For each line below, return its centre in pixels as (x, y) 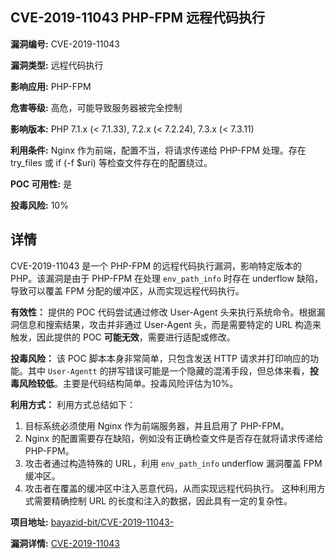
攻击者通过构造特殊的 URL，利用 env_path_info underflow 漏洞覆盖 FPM (173, 463)
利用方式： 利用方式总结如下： (73, 404)
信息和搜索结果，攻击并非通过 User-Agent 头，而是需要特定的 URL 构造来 (170, 324)
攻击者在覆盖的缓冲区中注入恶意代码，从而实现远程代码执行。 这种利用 (170, 488)
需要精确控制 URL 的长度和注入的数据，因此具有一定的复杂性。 (163, 500)
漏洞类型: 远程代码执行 (57, 65)
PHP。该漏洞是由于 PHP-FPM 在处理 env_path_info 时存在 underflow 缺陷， (166, 278)
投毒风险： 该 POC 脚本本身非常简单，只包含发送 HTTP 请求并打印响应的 (160, 358)
